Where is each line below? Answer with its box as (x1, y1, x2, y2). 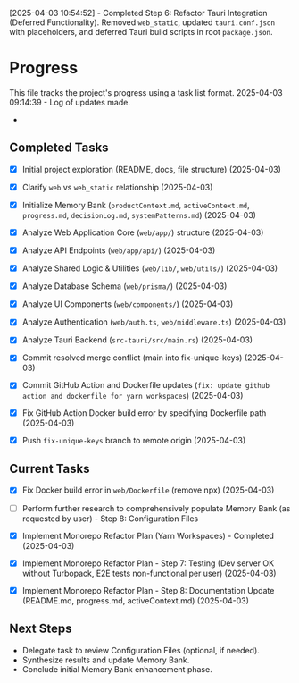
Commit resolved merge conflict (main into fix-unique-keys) (21, 352, 243, 363)
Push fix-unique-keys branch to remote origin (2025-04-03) (21, 434, 246, 445)
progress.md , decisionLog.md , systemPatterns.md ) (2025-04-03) (21, 209, 257, 220)
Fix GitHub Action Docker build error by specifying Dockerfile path (21, 407, 267, 418)
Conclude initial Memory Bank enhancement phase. (21, 663, 212, 674)
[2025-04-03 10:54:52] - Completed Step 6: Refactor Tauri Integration (9, 8, 268, 18)
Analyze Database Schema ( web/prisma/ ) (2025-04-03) (21, 281, 228, 291)
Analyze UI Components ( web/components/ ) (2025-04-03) (21, 299, 234, 309)
